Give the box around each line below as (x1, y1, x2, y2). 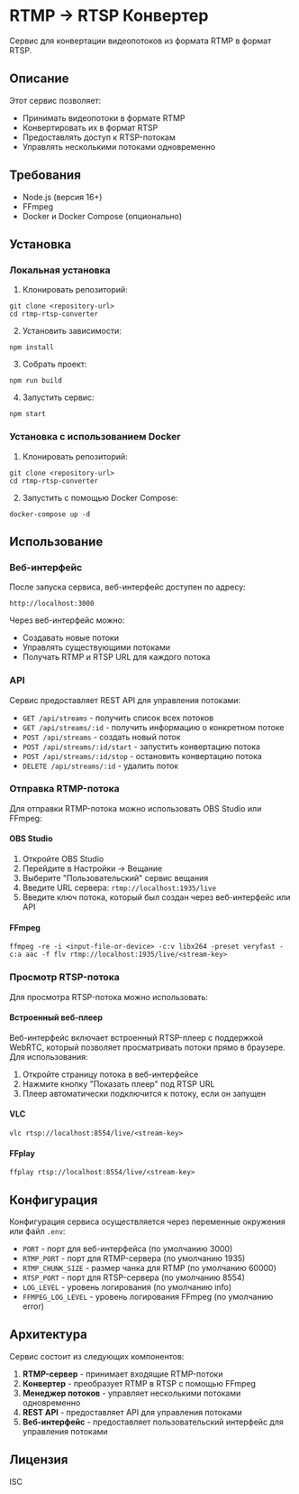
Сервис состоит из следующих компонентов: (9, 1350, 185, 1361)
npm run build (9, 376, 63, 385)
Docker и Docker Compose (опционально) (22, 210, 183, 221)
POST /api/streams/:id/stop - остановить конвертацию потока (22, 750, 263, 761)
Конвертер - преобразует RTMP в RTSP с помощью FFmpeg (22, 1378, 257, 1388)
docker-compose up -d (9, 509, 91, 519)
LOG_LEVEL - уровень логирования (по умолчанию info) (22, 1281, 232, 1292)
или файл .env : (9, 1225, 66, 1237)
